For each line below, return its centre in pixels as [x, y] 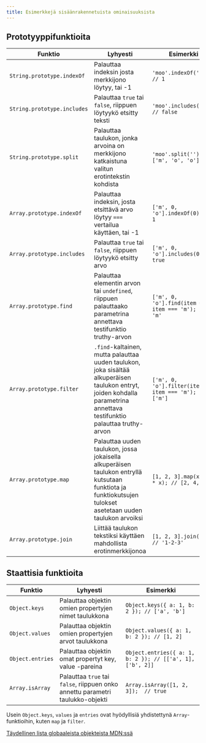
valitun [104, 169]
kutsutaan [108, 480]
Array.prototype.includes [47, 254]
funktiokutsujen [116, 495]
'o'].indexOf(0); [177, 213]
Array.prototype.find [41, 306]
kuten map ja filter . [61, 722]
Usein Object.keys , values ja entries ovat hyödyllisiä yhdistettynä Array [97, 715]
